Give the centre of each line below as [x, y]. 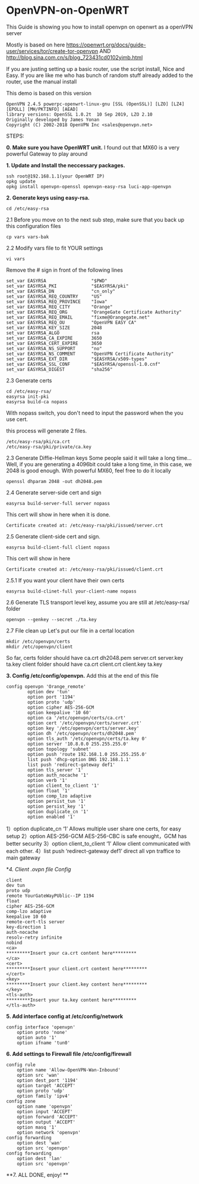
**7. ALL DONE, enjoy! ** [37, 1174]
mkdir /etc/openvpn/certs [38, 641]
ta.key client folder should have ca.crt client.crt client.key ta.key [84, 664]
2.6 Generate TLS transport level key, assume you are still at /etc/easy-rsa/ [98, 602]
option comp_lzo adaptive [60, 796]
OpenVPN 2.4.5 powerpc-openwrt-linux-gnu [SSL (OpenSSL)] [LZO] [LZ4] [95, 104]
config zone [21, 1101]
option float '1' [49, 791]
